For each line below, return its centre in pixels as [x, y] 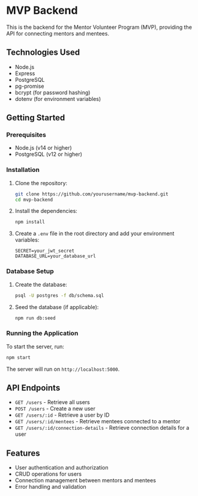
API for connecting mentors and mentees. [58, 33]
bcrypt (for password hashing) [52, 92]
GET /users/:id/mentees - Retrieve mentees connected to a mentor [97, 421]
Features [23, 453]
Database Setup [30, 271]
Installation [23, 170]
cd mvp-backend [34, 200]
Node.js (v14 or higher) [43, 148]
